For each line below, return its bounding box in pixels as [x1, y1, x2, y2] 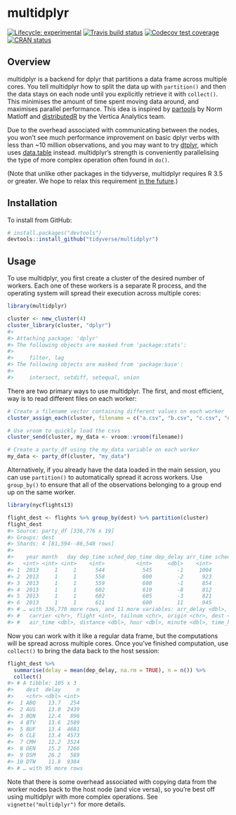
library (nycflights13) [7, 501, 74, 508]
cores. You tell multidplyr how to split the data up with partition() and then [7, 82, 226, 91]
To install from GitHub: [7, 216, 72, 224]
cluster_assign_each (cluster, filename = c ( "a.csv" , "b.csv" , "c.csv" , [7, 414, 221, 421]
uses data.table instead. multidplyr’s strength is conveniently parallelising [7, 148, 219, 156]
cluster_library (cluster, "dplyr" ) [7, 321, 112, 328]
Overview [7, 56, 51, 68]
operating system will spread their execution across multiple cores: [7, 289, 202, 297]
